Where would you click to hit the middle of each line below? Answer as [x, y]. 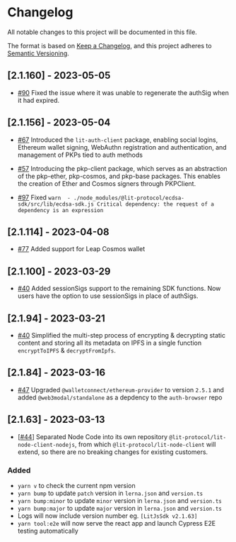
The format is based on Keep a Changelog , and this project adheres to [110, 45]
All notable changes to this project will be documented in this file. [102, 32]
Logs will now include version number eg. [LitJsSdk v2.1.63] [107, 516]
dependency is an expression [60, 210]
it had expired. [39, 100]
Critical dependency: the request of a [155, 204]
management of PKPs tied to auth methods [80, 155]
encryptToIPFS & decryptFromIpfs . [67, 350]
